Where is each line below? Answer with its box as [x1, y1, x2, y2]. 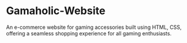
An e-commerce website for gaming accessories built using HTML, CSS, [6, 24, 182, 31]
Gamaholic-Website [6, 4, 106, 18]
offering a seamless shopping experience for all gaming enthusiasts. [6, 29, 172, 37]
